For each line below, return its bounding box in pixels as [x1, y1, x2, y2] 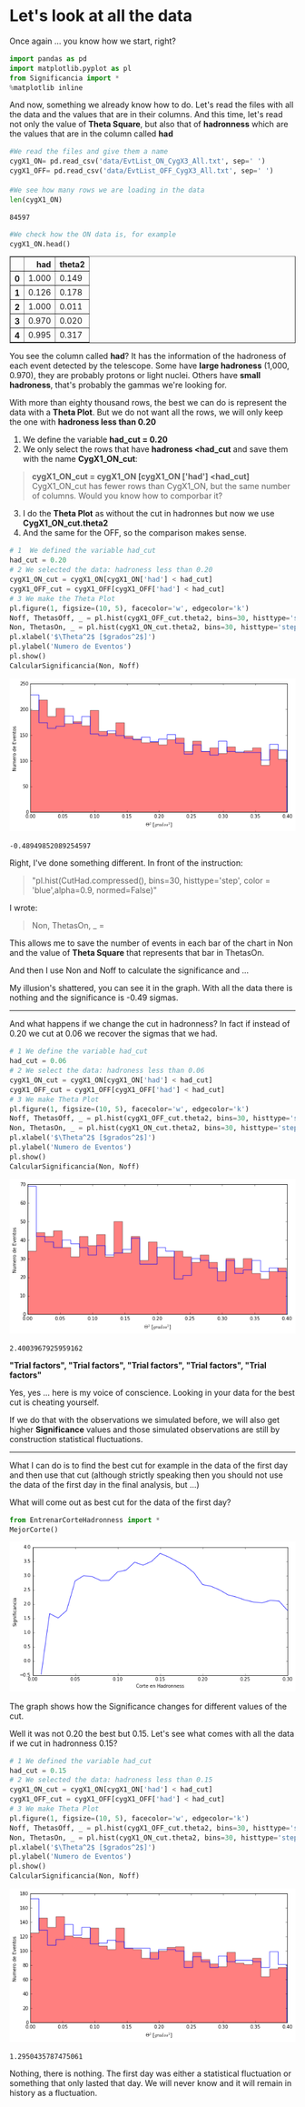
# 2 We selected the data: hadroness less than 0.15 [9, 1775, 213, 1785]
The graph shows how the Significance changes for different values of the [9, 1701, 288, 1711]
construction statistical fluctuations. [9, 1433, 143, 1444]
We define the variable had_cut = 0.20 [22, 434, 168, 446]
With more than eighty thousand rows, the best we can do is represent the [9, 397, 288, 408]
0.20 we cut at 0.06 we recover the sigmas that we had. [9, 1028, 218, 1039]
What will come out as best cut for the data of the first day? [9, 1497, 231, 1508]
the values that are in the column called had [9, 128, 174, 139]
